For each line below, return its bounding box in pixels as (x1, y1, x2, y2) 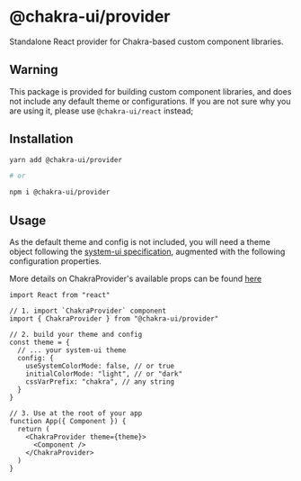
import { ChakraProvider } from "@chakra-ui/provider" (9, 314, 219, 323)
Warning (9, 62, 58, 77)
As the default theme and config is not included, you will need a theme (9, 237, 271, 247)
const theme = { (9, 338, 70, 347)
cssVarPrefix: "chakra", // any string (25, 377, 175, 386)
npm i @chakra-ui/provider (9, 187, 111, 197)
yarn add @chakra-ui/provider (9, 155, 123, 164)
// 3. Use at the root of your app (9, 409, 143, 418)
